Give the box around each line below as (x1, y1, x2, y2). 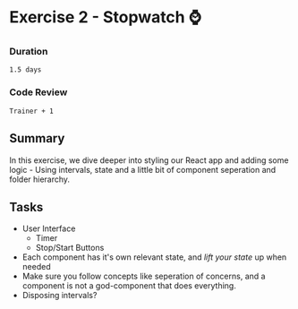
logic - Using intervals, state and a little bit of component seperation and (9, 164, 277, 175)
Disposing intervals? (21, 290, 98, 301)
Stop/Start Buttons (35, 243, 105, 253)
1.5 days (9, 65, 42, 74)
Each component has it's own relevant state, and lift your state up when (21, 252, 287, 262)
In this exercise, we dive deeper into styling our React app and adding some (9, 154, 289, 166)
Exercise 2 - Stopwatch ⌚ (9, 7, 201, 28)
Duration (9, 46, 48, 58)
